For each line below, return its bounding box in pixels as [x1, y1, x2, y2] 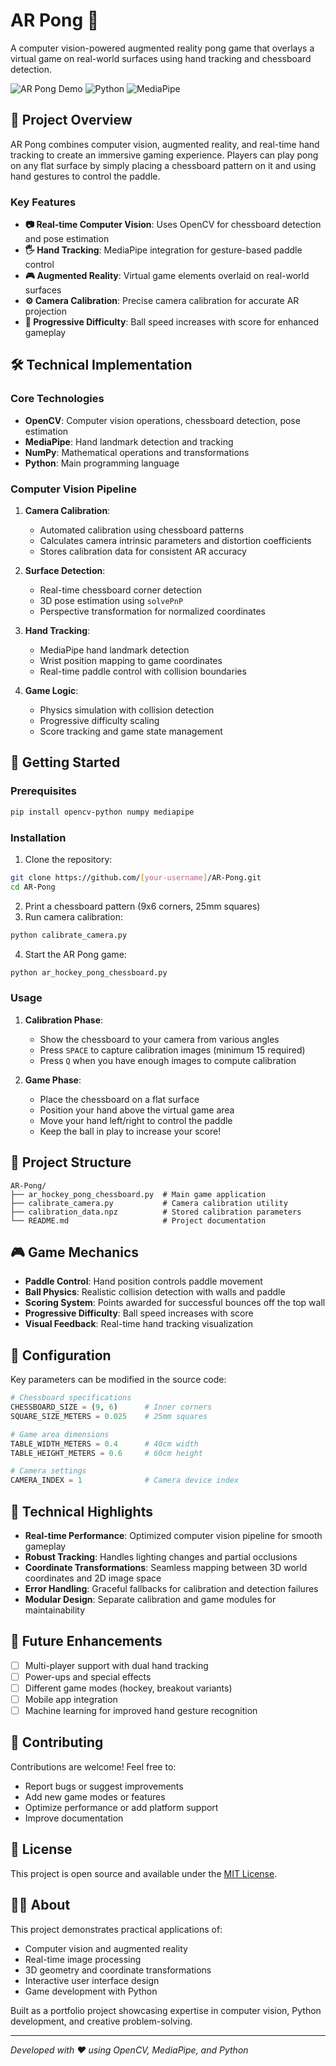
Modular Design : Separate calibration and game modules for [24, 1593, 277, 1605]
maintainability [24, 1604, 86, 1616]
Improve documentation [24, 1812, 124, 1824]
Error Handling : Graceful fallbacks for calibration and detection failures [24, 1582, 319, 1594]
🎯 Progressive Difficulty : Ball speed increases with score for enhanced [24, 316, 320, 328]
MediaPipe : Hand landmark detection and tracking [24, 435, 234, 448]
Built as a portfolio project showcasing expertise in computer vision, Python [10, 2004, 322, 2016]
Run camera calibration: [24, 910, 123, 923]
